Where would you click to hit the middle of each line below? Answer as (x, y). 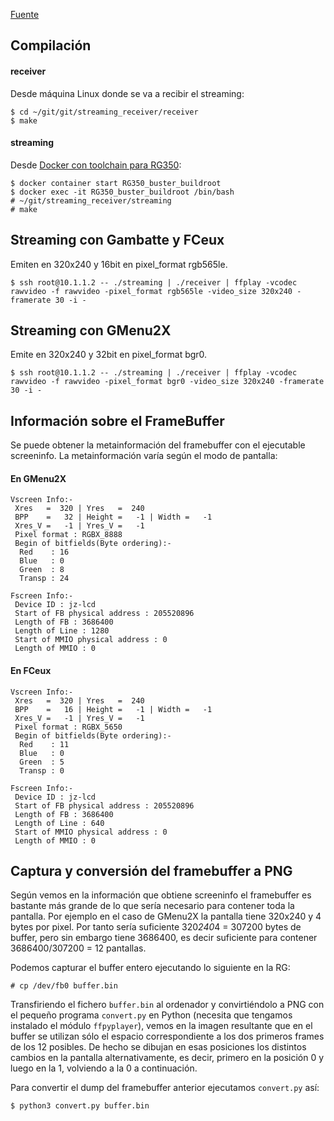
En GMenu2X (38, 478)
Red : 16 (44, 552)
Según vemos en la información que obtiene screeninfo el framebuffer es (161, 895)
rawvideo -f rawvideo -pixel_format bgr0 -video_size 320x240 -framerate (167, 382)
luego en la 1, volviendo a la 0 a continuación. (104, 1068)
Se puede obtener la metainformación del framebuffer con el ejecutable (158, 445)
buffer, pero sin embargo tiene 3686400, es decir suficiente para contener (164, 938)
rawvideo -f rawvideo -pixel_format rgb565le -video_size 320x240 (151, 291)
